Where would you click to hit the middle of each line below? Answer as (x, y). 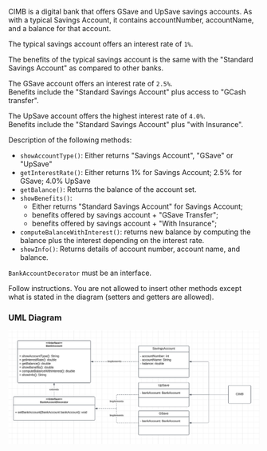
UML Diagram (35, 317)
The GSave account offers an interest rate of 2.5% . (90, 84)
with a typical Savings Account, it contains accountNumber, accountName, (131, 20)
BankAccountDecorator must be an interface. (80, 273)
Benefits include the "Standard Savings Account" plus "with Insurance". (126, 124)
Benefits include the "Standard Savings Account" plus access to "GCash (127, 92)
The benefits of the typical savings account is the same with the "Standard (131, 60)
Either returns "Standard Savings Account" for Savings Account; (137, 206)
